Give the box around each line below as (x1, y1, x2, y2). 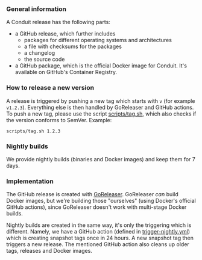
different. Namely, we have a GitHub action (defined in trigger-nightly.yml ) (6, 228, 191, 235)
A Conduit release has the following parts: (6, 19, 110, 26)
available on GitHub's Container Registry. (14, 69, 118, 76)
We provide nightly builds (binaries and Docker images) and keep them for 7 (6, 155, 196, 162)
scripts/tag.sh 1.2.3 (6, 128, 61, 134)
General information (6, 5, 66, 13)
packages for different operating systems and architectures (24, 37, 172, 44)
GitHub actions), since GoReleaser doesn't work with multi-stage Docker (6, 203, 187, 211)
